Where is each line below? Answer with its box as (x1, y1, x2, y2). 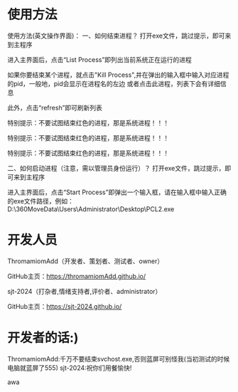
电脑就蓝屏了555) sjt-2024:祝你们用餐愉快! (7, 364, 132, 372)
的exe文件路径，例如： (7, 196, 75, 205)
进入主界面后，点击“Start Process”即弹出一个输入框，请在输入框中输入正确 (7, 188, 227, 196)
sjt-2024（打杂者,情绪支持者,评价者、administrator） (7, 287, 162, 295)
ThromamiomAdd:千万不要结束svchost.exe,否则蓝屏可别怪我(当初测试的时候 (7, 354, 230, 363)
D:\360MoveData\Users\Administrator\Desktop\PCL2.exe (7, 204, 175, 213)
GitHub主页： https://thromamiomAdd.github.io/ (7, 272, 146, 280)
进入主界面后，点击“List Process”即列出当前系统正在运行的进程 (7, 55, 192, 64)
